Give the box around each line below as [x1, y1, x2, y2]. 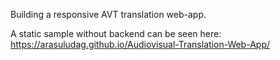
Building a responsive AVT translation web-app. [10, 9, 207, 20]
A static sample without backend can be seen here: [10, 28, 222, 39]
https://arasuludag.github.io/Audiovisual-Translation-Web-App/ [10, 39, 271, 50]
